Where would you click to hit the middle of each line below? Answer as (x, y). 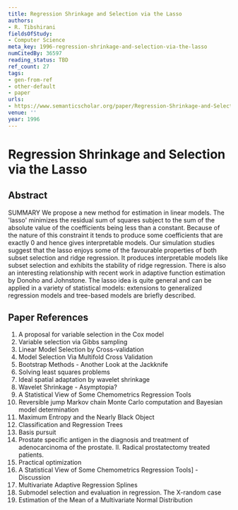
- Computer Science (37, 40)
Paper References (48, 318)
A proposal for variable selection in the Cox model (91, 334)
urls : (16, 100)
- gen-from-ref (30, 80)
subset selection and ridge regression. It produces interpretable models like (118, 257)
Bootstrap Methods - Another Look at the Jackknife (93, 365)
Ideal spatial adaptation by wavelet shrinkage (84, 380)
